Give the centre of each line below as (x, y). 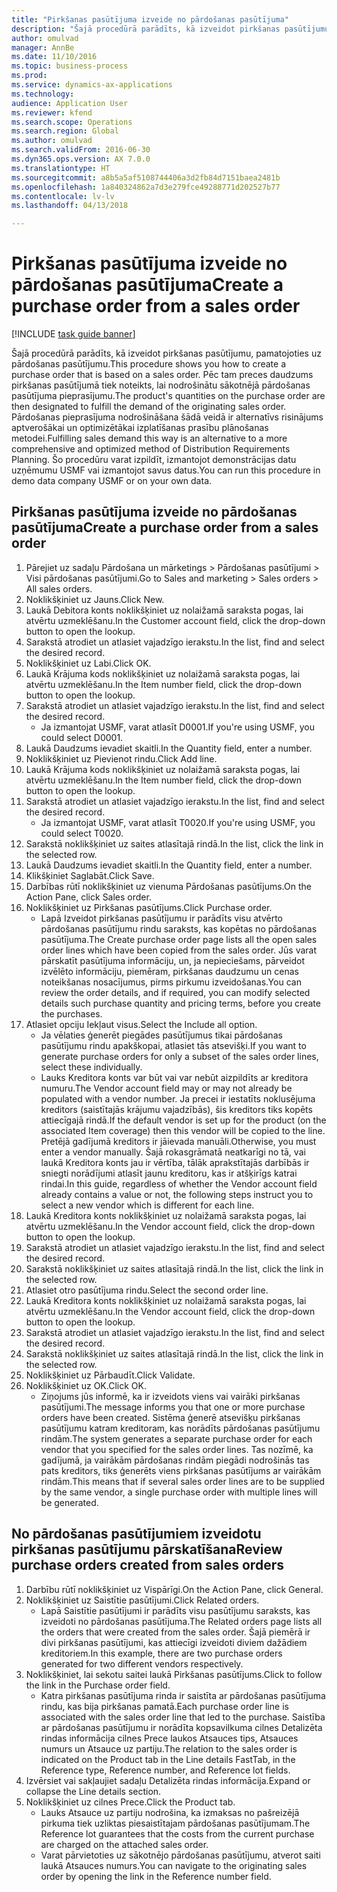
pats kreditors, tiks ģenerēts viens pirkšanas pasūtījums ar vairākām (181, 1470)
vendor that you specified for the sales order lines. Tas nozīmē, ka (177, 1449)
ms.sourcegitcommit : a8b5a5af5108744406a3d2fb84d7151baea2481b (146, 177)
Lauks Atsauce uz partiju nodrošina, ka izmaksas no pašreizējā (170, 1812)
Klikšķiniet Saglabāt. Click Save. (90, 875)
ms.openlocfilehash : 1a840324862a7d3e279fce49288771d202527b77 (146, 187)
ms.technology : (43, 94)
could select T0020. (82, 833)
